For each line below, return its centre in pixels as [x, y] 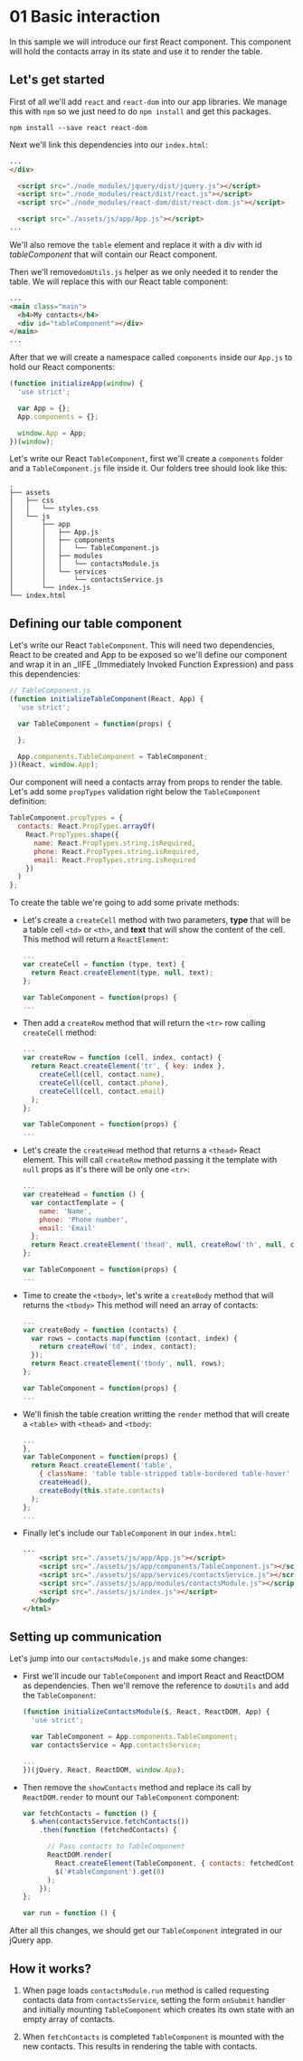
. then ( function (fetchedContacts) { [108, 1830]
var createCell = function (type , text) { [104, 964]
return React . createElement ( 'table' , [102, 1466]
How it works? [51, 1968]
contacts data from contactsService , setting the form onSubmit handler [154, 1999]
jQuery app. [31, 1940]
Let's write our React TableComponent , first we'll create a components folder [147, 459]
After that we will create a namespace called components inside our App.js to [151, 357]
